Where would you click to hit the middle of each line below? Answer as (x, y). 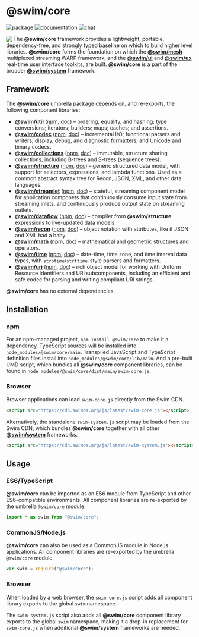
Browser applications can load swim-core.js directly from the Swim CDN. (95, 399)
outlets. (24, 210)
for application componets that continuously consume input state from (101, 197)
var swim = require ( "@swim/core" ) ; (50, 569)
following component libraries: (43, 110)
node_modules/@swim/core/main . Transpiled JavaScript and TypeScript (91, 352)
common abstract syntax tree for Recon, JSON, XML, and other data (98, 178)
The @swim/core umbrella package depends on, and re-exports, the (90, 103)
